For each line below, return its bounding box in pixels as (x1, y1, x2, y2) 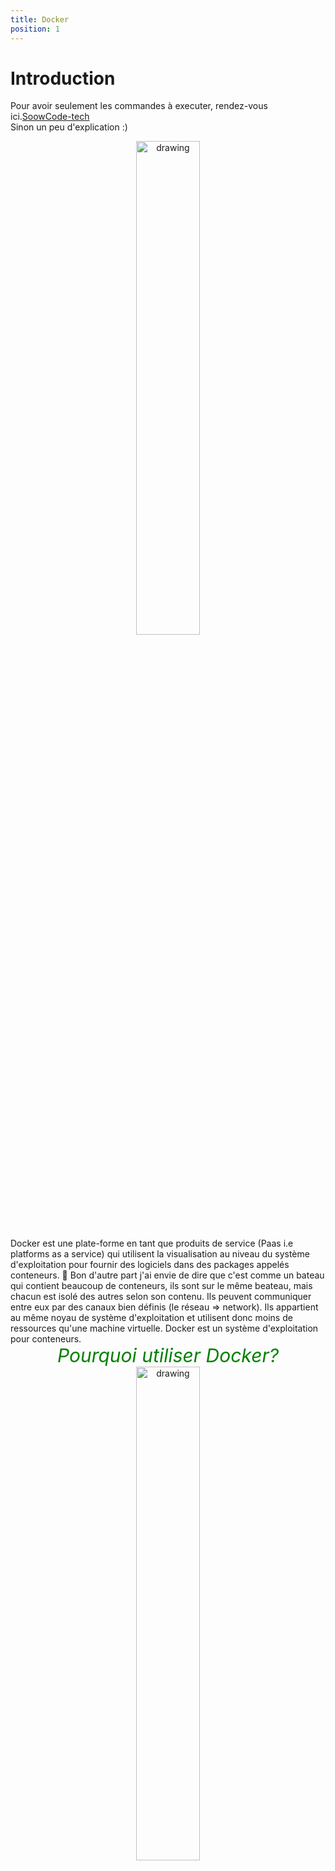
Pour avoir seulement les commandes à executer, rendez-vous (10, 100, 268, 112)
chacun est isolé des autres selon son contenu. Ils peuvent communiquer (10, 1291, 312, 1303)
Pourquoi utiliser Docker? (56, 1344, 280, 1368)
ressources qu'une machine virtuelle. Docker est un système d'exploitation (10, 1322, 319, 1335)
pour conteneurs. (10, 1333, 82, 1345)
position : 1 (10, 24, 60, 34)
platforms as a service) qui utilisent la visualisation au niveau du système (10, 1248, 310, 1260)
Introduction (10, 67, 116, 90)
